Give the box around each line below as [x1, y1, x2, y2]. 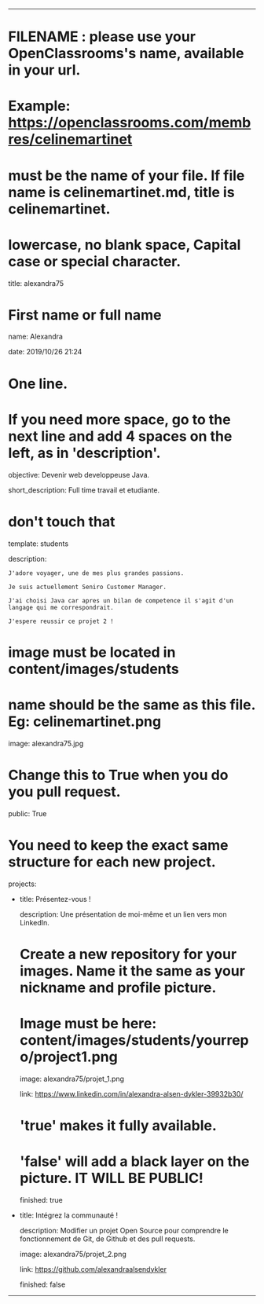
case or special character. [8, 252, 181, 270]
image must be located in [8, 643, 176, 661]
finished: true [19, 1195, 63, 1204]
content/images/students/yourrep [19, 1031, 249, 1049]
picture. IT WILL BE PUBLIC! [19, 1170, 204, 1187]
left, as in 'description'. [8, 444, 161, 462]
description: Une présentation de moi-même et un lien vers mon [19, 909, 227, 919]
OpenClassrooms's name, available [8, 45, 244, 63]
